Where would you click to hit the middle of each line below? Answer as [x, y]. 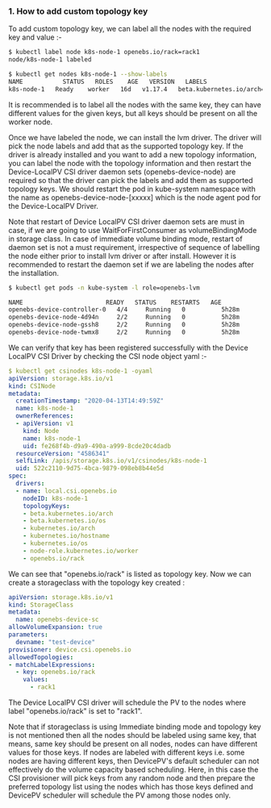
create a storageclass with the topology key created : [97, 582]
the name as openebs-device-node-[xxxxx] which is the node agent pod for [135, 197]
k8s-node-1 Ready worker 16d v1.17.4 [88, 89]
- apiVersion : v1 [45, 424]
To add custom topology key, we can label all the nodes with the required [130, 29]
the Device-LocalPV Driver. [54, 206]
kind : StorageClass [41, 605]
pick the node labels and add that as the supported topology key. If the [126, 146]
